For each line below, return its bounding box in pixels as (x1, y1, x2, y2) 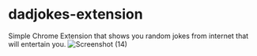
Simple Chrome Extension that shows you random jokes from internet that (8, 31, 249, 40)
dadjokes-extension (8, 5, 144, 23)
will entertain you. (8, 39, 66, 48)
